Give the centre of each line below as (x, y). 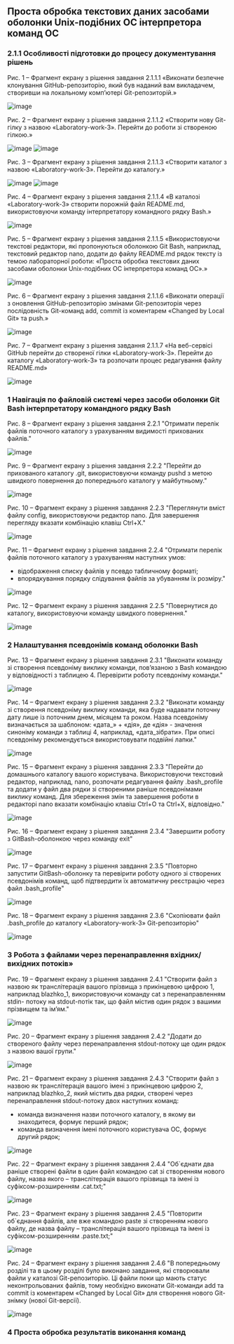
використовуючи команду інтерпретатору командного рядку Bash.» (109, 211)
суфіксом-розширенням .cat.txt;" (57, 1186)
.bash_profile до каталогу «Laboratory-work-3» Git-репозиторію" (103, 923)
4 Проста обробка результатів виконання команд (97, 1332)
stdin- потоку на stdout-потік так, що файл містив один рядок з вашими (114, 1001)
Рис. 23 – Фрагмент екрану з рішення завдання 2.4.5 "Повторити (105, 1213)
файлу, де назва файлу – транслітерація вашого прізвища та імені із (109, 1228)
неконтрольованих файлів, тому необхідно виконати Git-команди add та (116, 1285)
